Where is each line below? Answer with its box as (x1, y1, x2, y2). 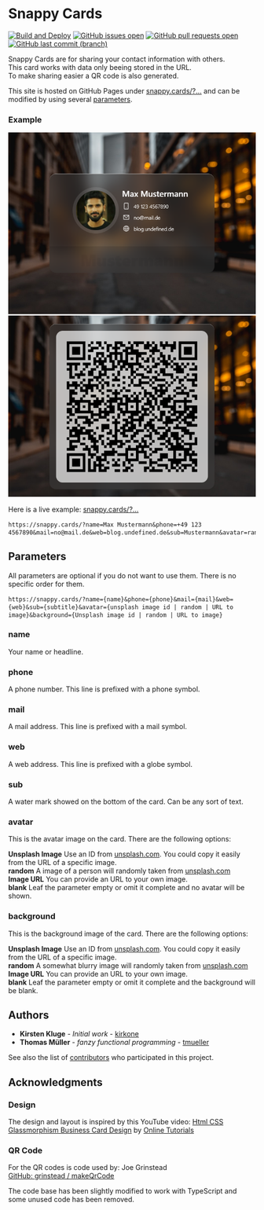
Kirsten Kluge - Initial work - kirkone (19, 1029, 139, 1039)
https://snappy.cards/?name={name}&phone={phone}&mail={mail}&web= (8, 595, 234, 603)
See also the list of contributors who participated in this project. (8, 1053, 214, 1062)
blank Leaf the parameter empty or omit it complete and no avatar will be (8, 883, 245, 893)
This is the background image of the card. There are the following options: (8, 929, 249, 938)
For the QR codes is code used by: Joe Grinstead (8, 1163, 167, 1172)
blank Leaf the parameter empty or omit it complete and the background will (8, 977, 255, 987)
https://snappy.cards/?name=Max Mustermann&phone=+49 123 (8, 520, 202, 529)
